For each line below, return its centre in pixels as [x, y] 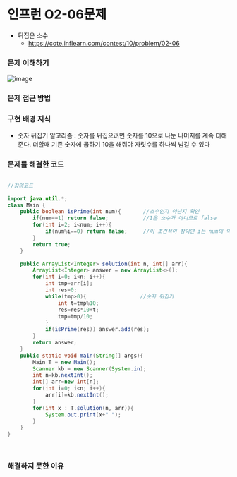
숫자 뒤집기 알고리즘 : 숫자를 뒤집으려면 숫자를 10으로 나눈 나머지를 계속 [116, 135]
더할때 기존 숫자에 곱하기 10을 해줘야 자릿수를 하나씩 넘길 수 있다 [121, 145]
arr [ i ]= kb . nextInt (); [77, 395]
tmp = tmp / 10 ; [75, 316]
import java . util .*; [38, 198]
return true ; [52, 244]
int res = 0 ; [61, 290]
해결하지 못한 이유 [36, 466]
